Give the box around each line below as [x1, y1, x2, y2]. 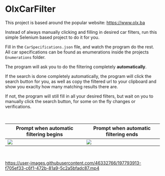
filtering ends [106, 131, 138, 138]
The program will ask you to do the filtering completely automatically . [5, 64, 147, 70]
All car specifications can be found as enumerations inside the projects [5, 49, 149, 55]
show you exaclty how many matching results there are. [5, 83, 118, 89]
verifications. [5, 103, 32, 109]
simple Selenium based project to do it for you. [5, 34, 100, 40]
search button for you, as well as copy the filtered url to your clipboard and [5, 78, 157, 84]
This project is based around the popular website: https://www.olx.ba [5, 20, 145, 25]
